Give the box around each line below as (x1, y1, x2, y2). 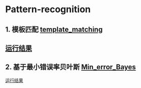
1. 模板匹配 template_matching (5, 25, 103, 34)
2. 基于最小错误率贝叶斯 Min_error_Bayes (5, 63, 136, 72)
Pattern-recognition (5, 4, 91, 15)
